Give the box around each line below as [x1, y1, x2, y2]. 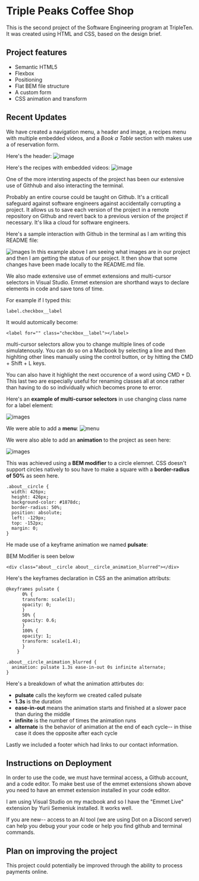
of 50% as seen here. [6, 472, 59, 479]
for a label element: [6, 401, 53, 409]
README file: [6, 237, 39, 244]
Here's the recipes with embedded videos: [6, 164, 110, 171]
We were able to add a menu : [6, 424, 78, 432]
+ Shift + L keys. [6, 359, 46, 367]
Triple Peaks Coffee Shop [6, 4, 134, 18]
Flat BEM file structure [14, 82, 70, 89]
